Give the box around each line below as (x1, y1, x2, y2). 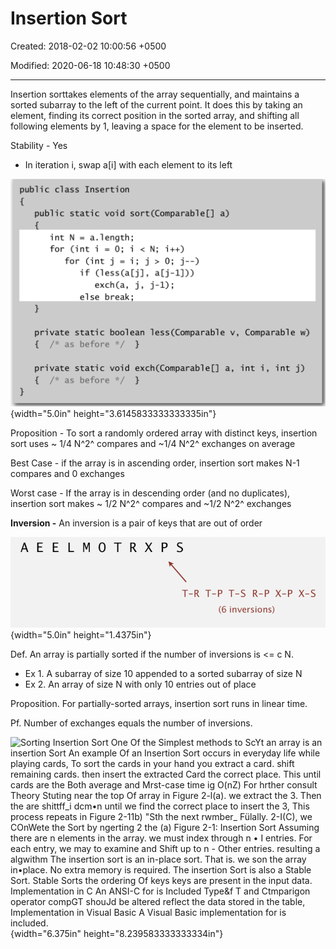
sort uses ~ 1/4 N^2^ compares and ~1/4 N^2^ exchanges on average (10, 438, 296, 450)
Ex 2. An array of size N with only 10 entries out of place (24, 678, 257, 691)
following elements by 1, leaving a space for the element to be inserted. (10, 120, 304, 132)
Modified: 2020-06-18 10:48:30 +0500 (10, 59, 171, 71)
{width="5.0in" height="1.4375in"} (10, 629, 152, 641)
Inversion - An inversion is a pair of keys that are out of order (10, 517, 263, 529)
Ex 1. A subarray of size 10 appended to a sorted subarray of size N (24, 668, 303, 680)
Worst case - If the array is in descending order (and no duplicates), (10, 487, 291, 499)
